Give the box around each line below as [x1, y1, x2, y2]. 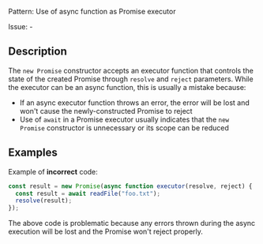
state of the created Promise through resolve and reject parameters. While [8, 74, 254, 84]
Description [8, 45, 67, 58]
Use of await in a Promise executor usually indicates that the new [19, 114, 230, 124]
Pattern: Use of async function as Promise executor [8, 7, 176, 16]
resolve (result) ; [15, 197, 73, 205]
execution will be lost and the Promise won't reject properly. [8, 227, 204, 236]
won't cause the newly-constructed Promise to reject [19, 106, 193, 115]
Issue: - [8, 22, 33, 31]
